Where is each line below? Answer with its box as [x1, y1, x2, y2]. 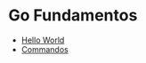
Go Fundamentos [8, 5, 138, 26]
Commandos [20, 43, 69, 54]
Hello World [20, 35, 65, 45]
